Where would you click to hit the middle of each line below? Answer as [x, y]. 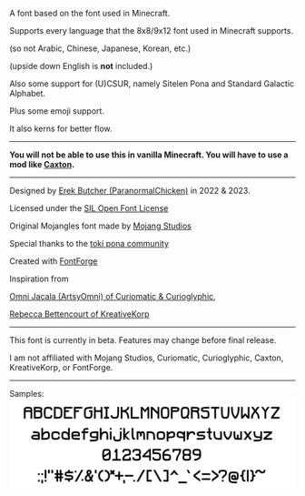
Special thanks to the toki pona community [89, 243]
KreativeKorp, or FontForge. [61, 367]
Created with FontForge [54, 261]
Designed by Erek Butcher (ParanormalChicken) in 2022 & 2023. [130, 191]
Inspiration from [39, 278]
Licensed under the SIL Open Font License [89, 208]
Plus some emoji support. [57, 111]
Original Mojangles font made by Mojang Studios [101, 226]
